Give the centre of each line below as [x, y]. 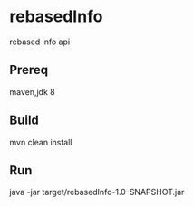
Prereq [29, 70]
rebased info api [40, 42]
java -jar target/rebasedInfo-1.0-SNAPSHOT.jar [97, 192]
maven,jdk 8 [33, 91]
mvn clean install [41, 142]
